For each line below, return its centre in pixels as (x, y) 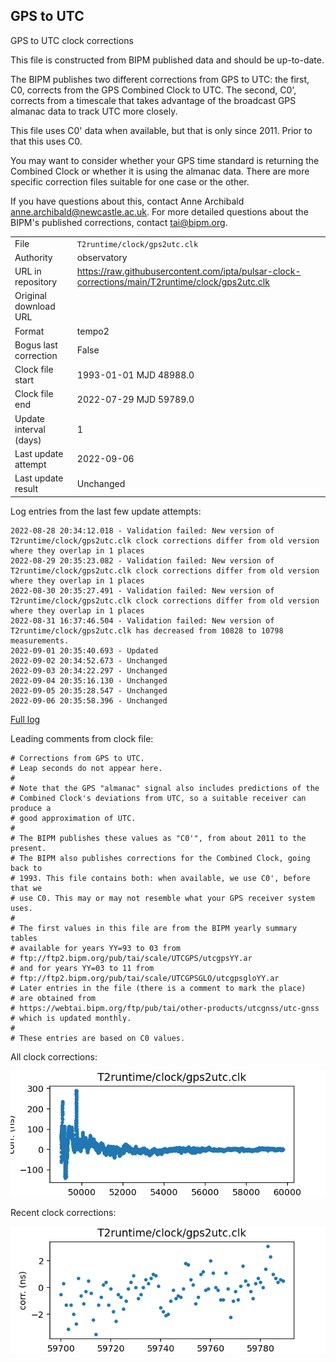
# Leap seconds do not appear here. (86, 768)
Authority (33, 257)
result (26, 489)
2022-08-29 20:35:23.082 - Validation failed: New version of (142, 560)
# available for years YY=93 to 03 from (96, 948)
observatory (102, 257)
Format (29, 331)
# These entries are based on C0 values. (98, 1038)
